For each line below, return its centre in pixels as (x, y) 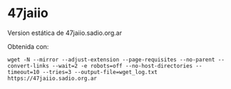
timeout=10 (24, 72)
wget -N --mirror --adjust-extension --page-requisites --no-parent (111, 59)
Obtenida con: (28, 46)
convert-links (29, 66)
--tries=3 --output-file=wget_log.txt (100, 72)
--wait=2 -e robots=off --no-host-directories (123, 66)
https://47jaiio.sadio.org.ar (52, 78)
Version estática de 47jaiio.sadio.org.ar (65, 33)
